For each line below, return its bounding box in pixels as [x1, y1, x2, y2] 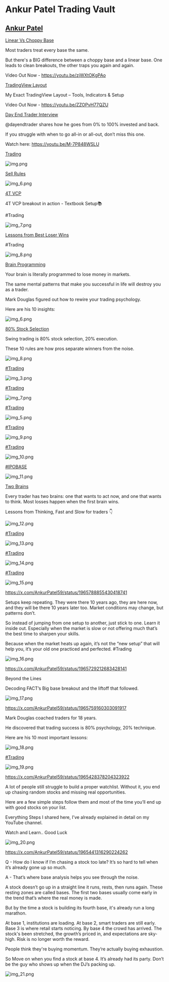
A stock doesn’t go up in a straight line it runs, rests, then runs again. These [5, 884, 163, 890]
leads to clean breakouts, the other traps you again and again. [5, 62, 135, 68]
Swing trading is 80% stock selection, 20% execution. [5, 336, 118, 341]
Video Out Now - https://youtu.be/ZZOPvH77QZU [5, 102, 109, 108]
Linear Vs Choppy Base [5, 37, 54, 43]
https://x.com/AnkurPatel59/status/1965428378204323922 [5, 774, 130, 780]
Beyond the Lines [5, 676, 41, 681]
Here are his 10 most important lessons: [5, 735, 88, 740]
